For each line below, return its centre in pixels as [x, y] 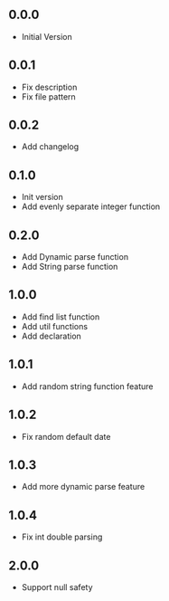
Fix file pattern [48, 96]
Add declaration [52, 336]
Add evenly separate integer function [91, 206]
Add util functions [54, 326]
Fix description [49, 87]
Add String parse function [70, 267]
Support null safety [57, 587]
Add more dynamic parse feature [83, 487]
